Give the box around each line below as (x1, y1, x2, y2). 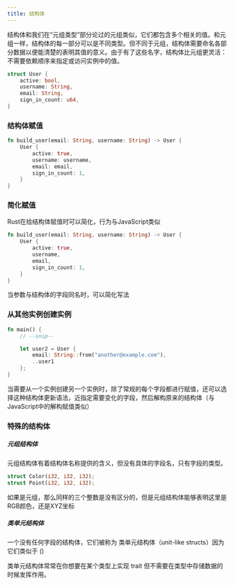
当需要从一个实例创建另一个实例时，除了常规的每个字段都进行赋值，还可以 (7, 384, 221, 393)
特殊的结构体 (7, 421, 51, 431)
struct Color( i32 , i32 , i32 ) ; (7, 472, 95, 479)
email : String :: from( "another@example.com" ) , (32, 352, 167, 359)
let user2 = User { (19, 345, 77, 352)
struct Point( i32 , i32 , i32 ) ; (7, 479, 95, 486)
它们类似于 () (7, 547, 45, 555)
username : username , (32, 157, 92, 164)
